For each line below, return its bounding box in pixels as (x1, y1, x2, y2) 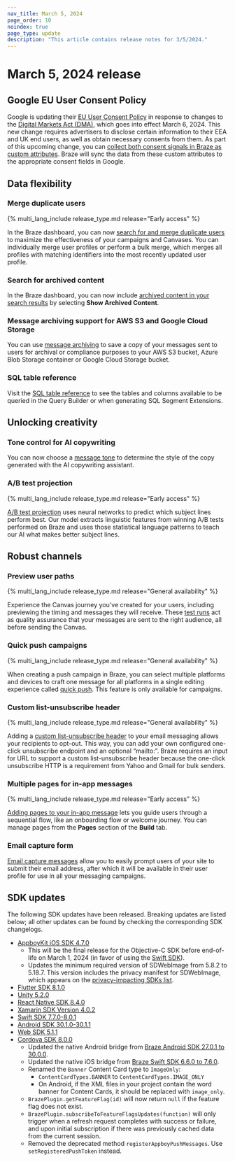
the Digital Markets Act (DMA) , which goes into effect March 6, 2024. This (7, 120, 221, 129)
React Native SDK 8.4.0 (17, 998, 85, 1007)
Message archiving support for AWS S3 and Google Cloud (7, 316, 208, 326)
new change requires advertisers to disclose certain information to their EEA (7, 127, 227, 136)
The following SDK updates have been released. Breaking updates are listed (7, 910, 227, 919)
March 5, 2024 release (7, 66, 141, 83)
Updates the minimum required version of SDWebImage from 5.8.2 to (27, 961, 227, 970)
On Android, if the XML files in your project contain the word (38, 1080, 212, 1089)
